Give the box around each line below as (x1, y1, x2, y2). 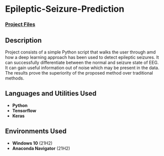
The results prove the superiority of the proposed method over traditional (5, 70, 153, 76)
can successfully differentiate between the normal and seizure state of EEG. (5, 59, 159, 65)
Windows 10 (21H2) (12, 140, 53, 146)
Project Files (5, 21, 35, 28)
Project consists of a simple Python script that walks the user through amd (5, 49, 156, 55)
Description (5, 36, 42, 45)
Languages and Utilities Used (5, 89, 97, 98)
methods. (5, 75, 25, 81)
